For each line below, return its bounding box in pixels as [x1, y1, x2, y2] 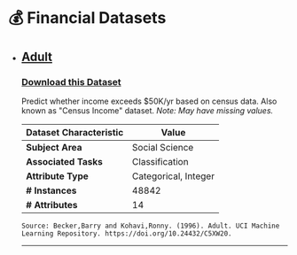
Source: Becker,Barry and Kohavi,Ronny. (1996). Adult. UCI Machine [20, 221, 280, 230]
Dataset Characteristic [25, 126, 124, 138]
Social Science [131, 141, 194, 153]
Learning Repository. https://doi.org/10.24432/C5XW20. [20, 228, 232, 238]
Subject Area [25, 141, 82, 153]
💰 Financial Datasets [8, 8, 167, 28]
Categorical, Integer [131, 170, 215, 182]
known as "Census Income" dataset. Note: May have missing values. [20, 104, 274, 116]
